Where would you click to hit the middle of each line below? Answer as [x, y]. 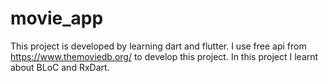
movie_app [57, 18]
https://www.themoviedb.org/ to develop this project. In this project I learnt [164, 56]
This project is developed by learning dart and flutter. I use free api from [158, 46]
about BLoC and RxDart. [60, 67]
